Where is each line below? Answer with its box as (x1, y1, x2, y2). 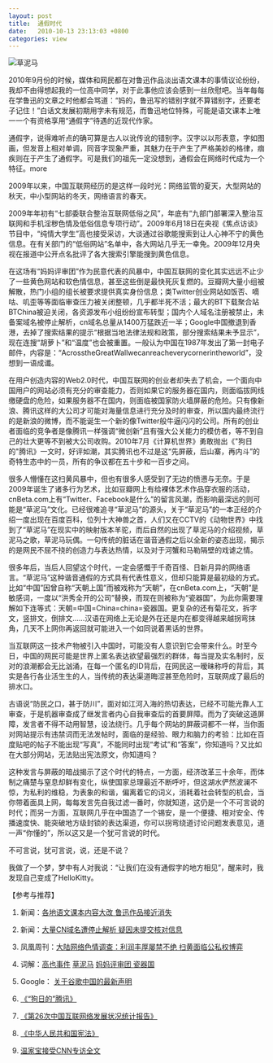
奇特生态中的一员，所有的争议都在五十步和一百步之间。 (8, 457, 193, 466)
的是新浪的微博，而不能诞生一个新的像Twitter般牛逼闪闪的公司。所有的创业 (8, 416, 260, 426)
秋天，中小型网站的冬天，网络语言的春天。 (8, 191, 151, 201)
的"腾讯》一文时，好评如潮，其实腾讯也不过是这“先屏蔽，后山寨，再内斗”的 (8, 447, 260, 457)
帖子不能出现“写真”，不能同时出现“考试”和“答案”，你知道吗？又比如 (36, 740, 262, 750)
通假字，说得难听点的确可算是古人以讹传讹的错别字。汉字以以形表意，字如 (8, 133, 258, 143)
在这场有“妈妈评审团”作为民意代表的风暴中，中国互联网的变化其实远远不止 (8, 266, 258, 277)
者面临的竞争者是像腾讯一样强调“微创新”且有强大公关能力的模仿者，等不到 (8, 427, 258, 436)
